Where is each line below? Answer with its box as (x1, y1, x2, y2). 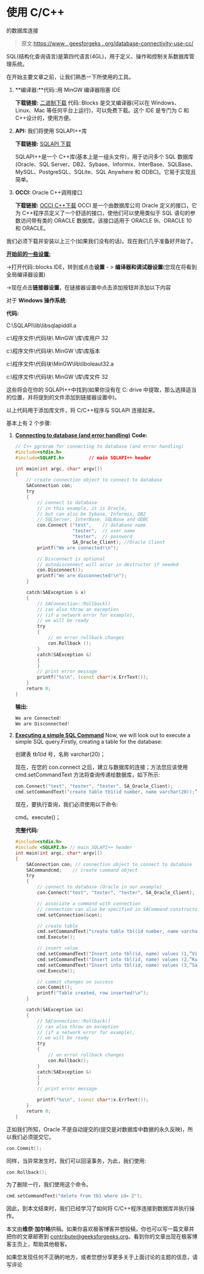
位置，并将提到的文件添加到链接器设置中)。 (11, 393, 120, 401)
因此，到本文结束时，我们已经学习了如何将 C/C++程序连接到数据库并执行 (6, 1205, 189, 1212)
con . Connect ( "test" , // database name (37, 522, 146, 528)
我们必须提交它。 (11, 1133, 55, 1140)
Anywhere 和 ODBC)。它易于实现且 (107, 168, 196, 175)
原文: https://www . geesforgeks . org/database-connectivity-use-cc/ (21, 40, 194, 47)
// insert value (37, 945, 78, 952)
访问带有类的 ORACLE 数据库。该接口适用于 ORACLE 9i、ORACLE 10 (20, 216, 192, 224)
